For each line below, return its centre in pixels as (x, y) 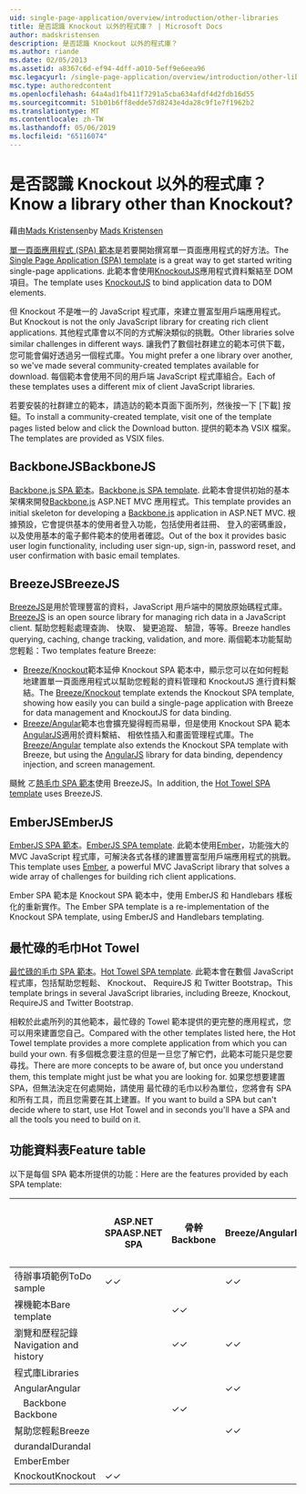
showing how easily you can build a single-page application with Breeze (158, 703)
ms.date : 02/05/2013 (49, 60)
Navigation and (46, 1345)
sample (30, 1287)
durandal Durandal (52, 1446)
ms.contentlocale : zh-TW (56, 119)
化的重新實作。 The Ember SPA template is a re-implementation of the (140, 907)
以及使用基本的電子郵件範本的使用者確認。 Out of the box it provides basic (148, 535)
